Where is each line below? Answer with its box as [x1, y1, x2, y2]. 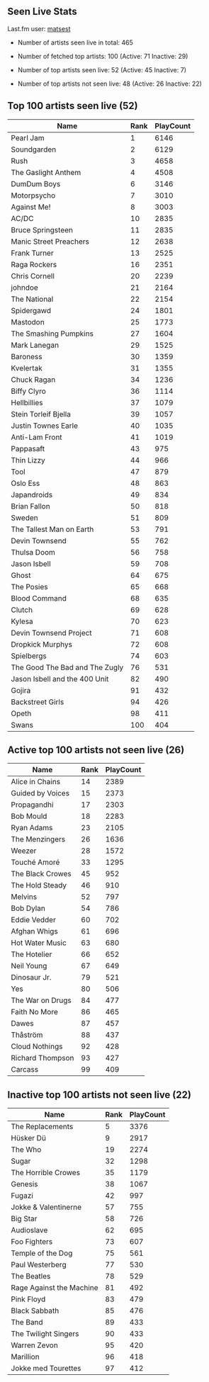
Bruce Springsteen [11, 225, 73, 234]
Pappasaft [11, 443, 45, 453]
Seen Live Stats [7, 6, 78, 18]
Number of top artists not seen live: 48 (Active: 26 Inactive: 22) [17, 79, 202, 88]
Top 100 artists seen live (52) [7, 100, 138, 112]
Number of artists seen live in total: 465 [17, 38, 133, 47]
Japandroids [11, 489, 53, 499]
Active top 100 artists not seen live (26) [7, 744, 185, 757]
